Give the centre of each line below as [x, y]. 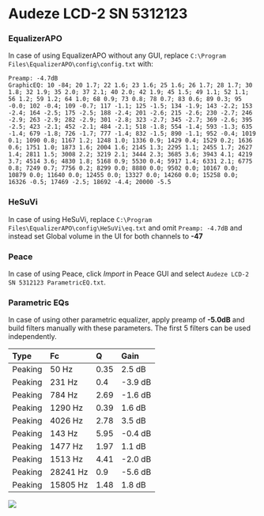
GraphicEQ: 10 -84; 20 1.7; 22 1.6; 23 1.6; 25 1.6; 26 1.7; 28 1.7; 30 [130, 85]
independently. [32, 337]
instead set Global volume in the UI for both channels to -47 [106, 236]
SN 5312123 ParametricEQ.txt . [57, 282]
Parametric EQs [39, 303]
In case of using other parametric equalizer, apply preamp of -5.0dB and [126, 320]
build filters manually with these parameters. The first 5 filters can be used [130, 328]
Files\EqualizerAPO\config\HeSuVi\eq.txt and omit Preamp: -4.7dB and [125, 228]
